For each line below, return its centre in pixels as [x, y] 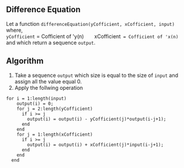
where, [15, 30]
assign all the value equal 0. [48, 81]
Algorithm [25, 61]
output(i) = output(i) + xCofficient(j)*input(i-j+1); [96, 145]
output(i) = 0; [35, 103]
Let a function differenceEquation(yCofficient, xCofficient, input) [90, 23]
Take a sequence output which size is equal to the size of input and [96, 75]
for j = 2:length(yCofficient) [55, 109]
